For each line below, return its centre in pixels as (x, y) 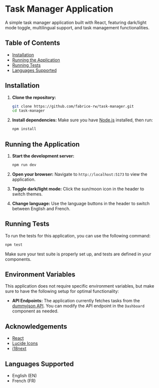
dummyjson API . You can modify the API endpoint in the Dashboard (78, 306)
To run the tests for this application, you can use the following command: (78, 235)
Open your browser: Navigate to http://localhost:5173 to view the (80, 174)
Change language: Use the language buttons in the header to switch (81, 203)
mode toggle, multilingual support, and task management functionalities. (77, 27)
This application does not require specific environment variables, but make (79, 286)
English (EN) (24, 376)
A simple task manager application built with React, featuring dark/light (76, 22)
